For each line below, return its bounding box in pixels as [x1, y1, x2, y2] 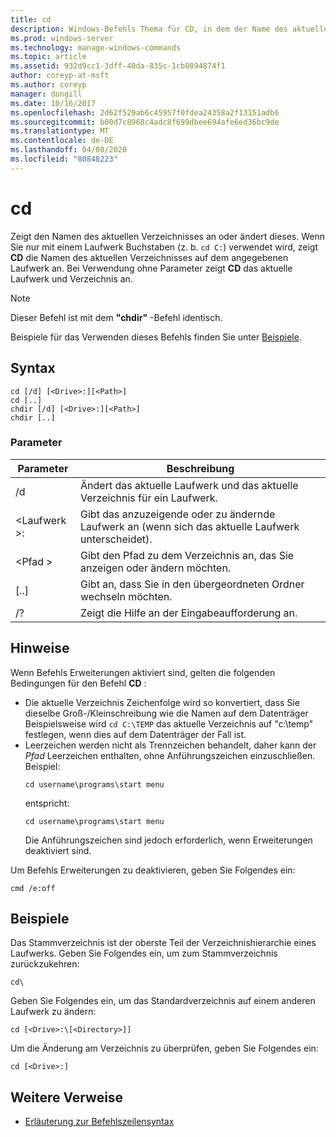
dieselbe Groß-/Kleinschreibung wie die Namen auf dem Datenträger [24, 707, 309, 719]
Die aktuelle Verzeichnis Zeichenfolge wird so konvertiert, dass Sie [24, 696, 300, 708]
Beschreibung [166, 461, 235, 475]
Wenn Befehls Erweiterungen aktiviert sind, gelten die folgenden [10, 666, 276, 678]
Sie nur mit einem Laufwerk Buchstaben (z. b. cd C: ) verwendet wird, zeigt [10, 241, 318, 253]
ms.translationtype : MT [10, 126, 110, 136]
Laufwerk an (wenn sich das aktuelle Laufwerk [80, 519, 300, 533]
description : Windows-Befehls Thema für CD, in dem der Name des [10, 24, 288, 34]
